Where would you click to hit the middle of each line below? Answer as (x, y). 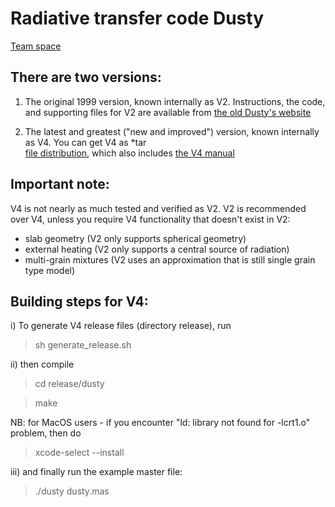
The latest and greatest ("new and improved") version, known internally (172, 131)
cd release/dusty (69, 384)
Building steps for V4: (79, 301)
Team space (36, 46)
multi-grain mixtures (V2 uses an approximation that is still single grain (170, 259)
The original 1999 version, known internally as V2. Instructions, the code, (175, 101)
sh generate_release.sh (83, 345)
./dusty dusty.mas (72, 491)
